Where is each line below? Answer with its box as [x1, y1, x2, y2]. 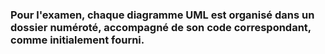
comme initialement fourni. [10, 33, 145, 47]
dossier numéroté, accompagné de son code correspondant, [10, 20, 312, 34]
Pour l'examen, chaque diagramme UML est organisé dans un [10, 8, 315, 22]
